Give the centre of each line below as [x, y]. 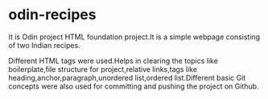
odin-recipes [52, 15]
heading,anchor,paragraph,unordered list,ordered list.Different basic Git [127, 77]
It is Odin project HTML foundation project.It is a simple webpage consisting [134, 37]
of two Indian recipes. [44, 45]
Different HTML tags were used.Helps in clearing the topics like [113, 61]
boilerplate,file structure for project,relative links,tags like [103, 69]
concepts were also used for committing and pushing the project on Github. [134, 86]
